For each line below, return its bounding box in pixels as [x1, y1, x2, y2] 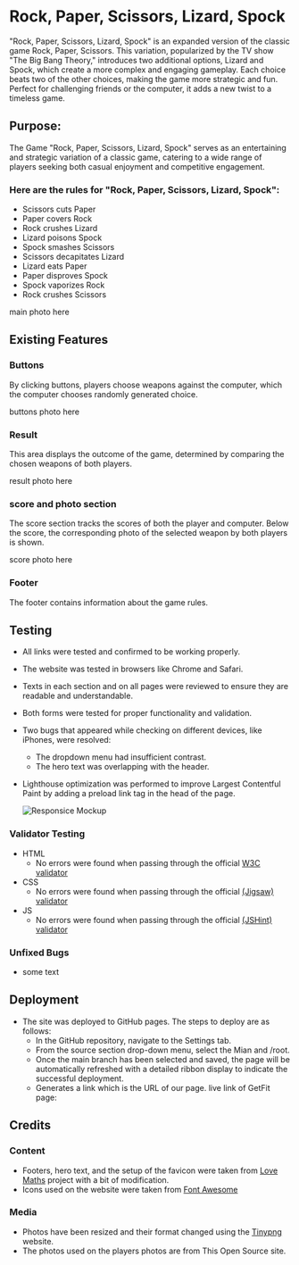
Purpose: [9, 119, 62, 134]
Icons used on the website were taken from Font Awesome [21, 1184, 238, 1194]
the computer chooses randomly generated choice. [9, 388, 198, 399]
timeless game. [9, 92, 65, 104]
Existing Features [9, 332, 109, 347]
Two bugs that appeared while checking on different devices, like [21, 725, 262, 736]
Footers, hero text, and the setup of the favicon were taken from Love [21, 1165, 278, 1176]
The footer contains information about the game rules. [9, 596, 208, 608]
